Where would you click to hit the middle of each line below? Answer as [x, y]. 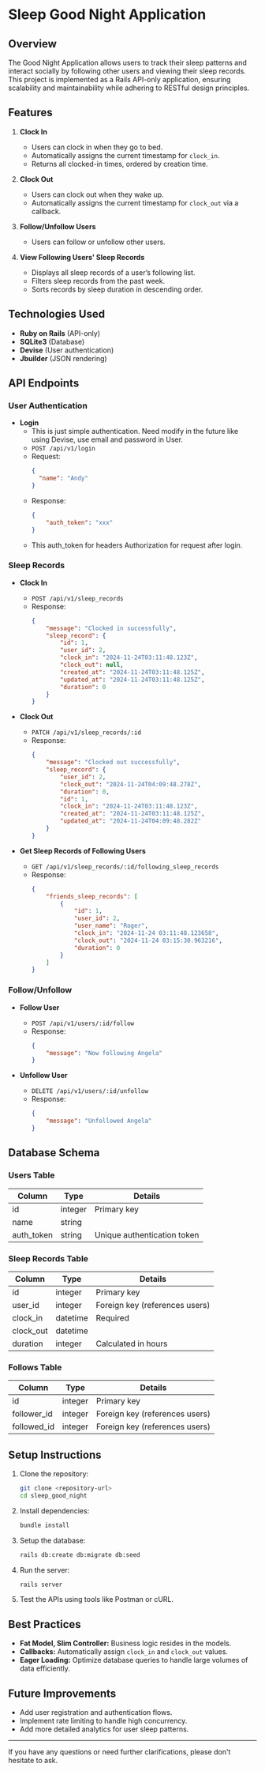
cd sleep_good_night [53, 1495]
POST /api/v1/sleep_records [77, 598]
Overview [33, 44]
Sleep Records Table [49, 1258]
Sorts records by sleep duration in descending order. [117, 289]
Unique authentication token [147, 1234]
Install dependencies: [54, 1510]
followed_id [34, 1426]
